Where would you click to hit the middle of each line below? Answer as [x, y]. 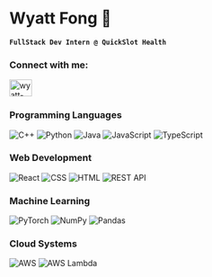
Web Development [51, 158]
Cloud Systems [44, 244]
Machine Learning [50, 201]
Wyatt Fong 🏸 [61, 18]
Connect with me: [49, 65]
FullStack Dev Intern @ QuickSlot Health [88, 42]
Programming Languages [66, 115]
